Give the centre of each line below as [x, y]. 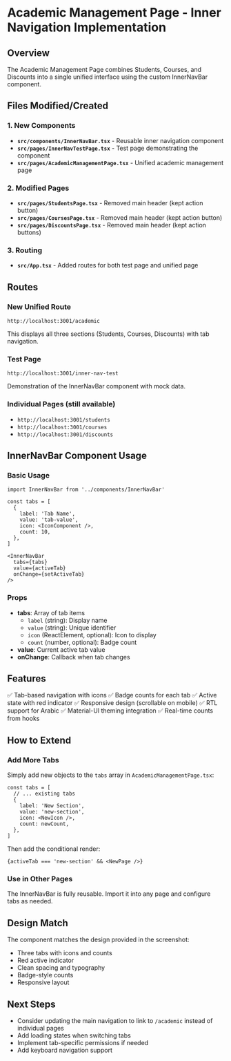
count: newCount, [44, 824]
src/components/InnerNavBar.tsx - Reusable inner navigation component [120, 140]
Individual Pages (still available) [61, 404]
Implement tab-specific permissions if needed [83, 1042]
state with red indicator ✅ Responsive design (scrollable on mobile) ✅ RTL [112, 703]
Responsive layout [43, 982]
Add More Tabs [33, 760]
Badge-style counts [45, 975]
